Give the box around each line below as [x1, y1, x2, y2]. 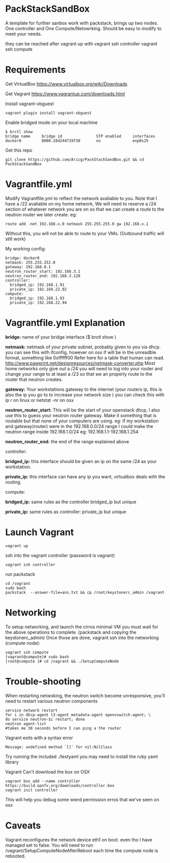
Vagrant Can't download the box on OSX [5, 769, 90, 775]
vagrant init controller [5, 788, 58, 793]
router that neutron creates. [5, 376, 63, 383]
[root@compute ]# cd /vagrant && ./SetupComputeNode [5, 658, 119, 664]
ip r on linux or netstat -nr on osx [5, 397, 74, 403]
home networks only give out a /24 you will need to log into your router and [5, 365, 163, 371]
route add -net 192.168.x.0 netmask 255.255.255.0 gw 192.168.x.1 [5, 221, 149, 226]
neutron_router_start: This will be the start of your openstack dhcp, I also [5, 407, 160, 413]
